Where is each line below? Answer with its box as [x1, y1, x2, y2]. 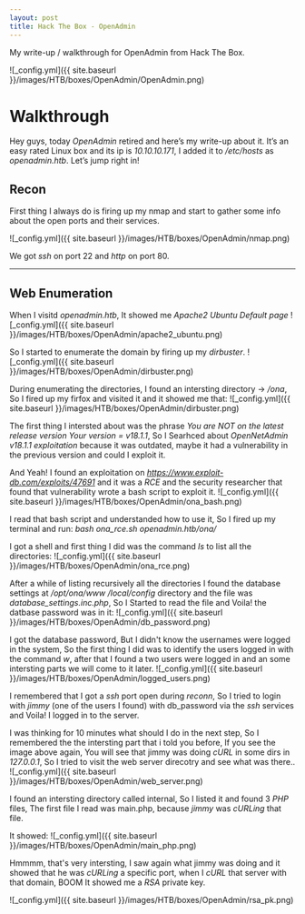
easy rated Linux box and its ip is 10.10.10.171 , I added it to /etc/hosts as [9, 146, 274, 156]
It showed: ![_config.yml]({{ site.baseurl [9, 830, 157, 841]
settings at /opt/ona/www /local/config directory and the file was [9, 588, 253, 598]
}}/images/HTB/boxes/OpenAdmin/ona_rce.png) [9, 560, 191, 571]
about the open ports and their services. [9, 216, 161, 226]
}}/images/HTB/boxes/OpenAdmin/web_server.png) [9, 776, 203, 787]
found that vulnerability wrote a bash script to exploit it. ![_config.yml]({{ [9, 487, 280, 497]
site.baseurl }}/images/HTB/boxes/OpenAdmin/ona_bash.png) [9, 497, 242, 507]
